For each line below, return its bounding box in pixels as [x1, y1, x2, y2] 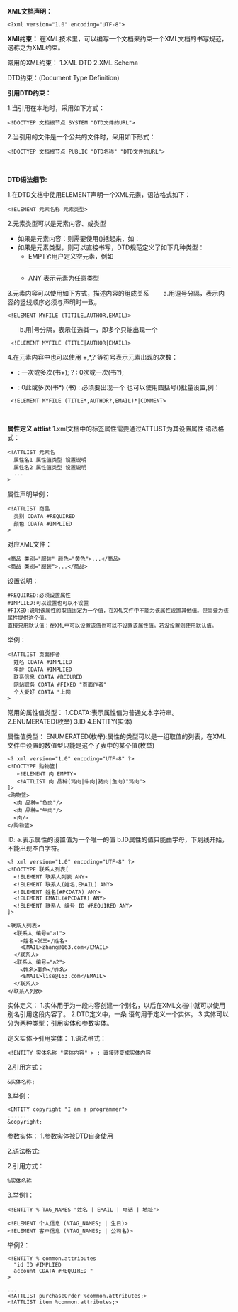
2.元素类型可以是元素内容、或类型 [7, 220, 106, 227]
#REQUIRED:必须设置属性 [7, 592, 71, 599]
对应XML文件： [7, 540, 52, 548]
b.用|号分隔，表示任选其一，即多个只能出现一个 [19, 326, 158, 333]
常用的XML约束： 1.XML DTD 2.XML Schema [7, 58, 138, 67]
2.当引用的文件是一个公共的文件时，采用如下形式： [7, 133, 156, 141]
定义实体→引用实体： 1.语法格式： [7, 1034, 107, 1042]
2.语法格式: [7, 1147, 40, 1155]
